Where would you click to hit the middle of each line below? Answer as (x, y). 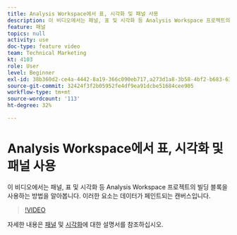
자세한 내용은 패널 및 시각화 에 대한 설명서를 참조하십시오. (85, 224)
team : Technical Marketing (47, 53)
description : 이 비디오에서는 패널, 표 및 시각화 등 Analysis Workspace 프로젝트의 (119, 20)
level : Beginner (31, 72)
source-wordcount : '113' (44, 99)
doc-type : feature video (44, 46)
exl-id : (19, 79)
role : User (23, 66)
